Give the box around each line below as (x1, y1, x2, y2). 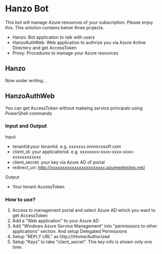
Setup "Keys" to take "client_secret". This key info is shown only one (12, 239, 153, 245)
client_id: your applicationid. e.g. (12, 149, 79, 154)
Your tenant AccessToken (12, 184, 65, 190)
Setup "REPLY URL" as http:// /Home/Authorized (12, 234, 110, 240)
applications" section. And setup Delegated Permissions (12, 228, 127, 234)
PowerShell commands (5, 110, 52, 116)
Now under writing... (5, 77, 47, 83)
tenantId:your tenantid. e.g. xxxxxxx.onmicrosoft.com (12, 143, 121, 149)
